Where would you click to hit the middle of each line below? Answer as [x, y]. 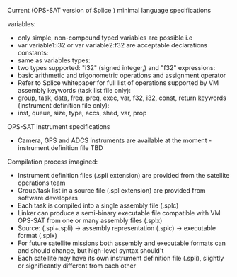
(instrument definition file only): [63, 105]
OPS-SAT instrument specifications [59, 126]
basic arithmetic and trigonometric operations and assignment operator [122, 75]
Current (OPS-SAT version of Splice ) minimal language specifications [109, 10]
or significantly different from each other [77, 266]
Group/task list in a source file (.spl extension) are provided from [112, 190]
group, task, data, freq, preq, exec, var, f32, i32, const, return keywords [122, 98]
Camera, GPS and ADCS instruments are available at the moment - [115, 140]
